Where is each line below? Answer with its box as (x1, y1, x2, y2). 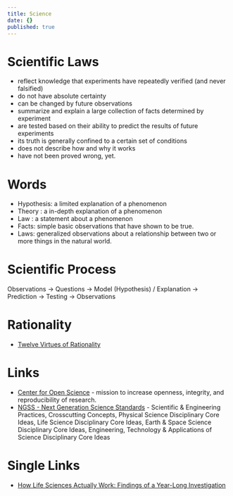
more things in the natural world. (17, 237, 113, 246)
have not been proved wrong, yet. (17, 152, 116, 160)
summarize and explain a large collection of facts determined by (17, 107, 204, 115)
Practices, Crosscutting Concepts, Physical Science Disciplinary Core (17, 411, 220, 419)
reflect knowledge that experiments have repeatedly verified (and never (17, 77, 227, 85)
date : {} (7, 17, 33, 24)
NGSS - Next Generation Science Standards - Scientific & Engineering (17, 403, 221, 412)
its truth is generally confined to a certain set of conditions (17, 136, 188, 145)
